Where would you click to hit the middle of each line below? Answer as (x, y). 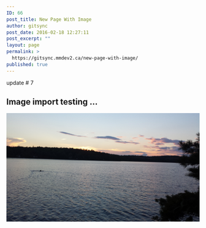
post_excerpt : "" (29, 39)
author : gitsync (27, 26)
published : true (27, 64)
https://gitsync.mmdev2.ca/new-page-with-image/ (75, 58)
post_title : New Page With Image (49, 19)
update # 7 (20, 83)
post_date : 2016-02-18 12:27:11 (48, 32)
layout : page (23, 45)
